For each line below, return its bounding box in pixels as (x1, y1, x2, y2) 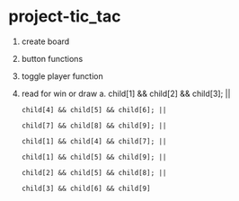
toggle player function (21, 70, 104, 82)
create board (21, 36, 70, 47)
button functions (21, 53, 84, 64)
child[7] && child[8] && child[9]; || (21, 121, 167, 130)
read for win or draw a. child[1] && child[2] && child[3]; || (21, 88, 231, 99)
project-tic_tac (8, 6, 121, 27)
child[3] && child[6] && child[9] (21, 184, 151, 193)
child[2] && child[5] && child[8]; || (21, 168, 167, 177)
